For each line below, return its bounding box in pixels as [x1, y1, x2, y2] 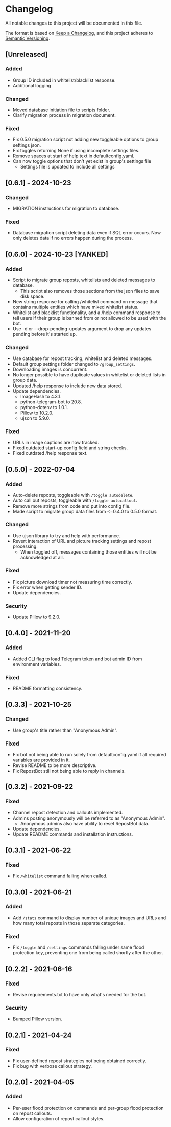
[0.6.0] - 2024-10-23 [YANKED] [5, 250, 109, 258]
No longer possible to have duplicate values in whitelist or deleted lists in [12, 372, 166, 378]
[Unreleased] [5, 50, 48, 59]
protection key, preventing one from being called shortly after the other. [12, 950, 163, 956]
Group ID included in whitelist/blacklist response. [12, 77, 116, 83]
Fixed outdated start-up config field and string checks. [12, 445, 128, 451]
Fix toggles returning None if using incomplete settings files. [12, 148, 140, 154]
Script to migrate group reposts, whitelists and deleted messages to [12, 277, 156, 283]
